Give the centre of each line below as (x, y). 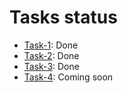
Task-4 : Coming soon (68, 77)
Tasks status (63, 17)
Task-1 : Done (51, 45)
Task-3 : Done (51, 66)
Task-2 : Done (51, 55)
